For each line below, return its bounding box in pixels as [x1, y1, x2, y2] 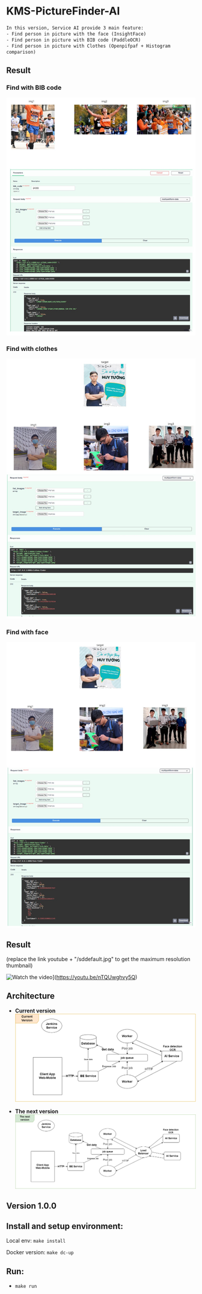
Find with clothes [6, 344, 58, 353]
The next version [14, 1108, 59, 1115]
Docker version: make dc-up [6, 1249, 74, 1256]
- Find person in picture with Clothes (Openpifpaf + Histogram [6, 43, 171, 49]
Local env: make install [6, 1237, 66, 1245]
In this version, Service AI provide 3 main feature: [6, 25, 144, 31]
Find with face [6, 628, 49, 636]
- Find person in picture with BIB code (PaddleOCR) [6, 37, 141, 43]
